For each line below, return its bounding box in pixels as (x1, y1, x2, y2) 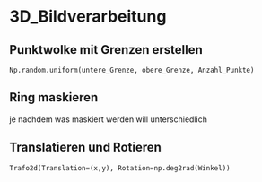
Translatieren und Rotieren (9, 140, 162, 155)
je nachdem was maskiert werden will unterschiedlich (9, 114, 208, 125)
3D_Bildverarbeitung (9, 6, 167, 27)
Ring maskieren (9, 90, 99, 105)
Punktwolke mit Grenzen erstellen (9, 42, 204, 57)
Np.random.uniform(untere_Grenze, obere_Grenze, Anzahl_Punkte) (9, 65, 255, 74)
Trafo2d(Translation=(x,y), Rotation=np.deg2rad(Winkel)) (9, 163, 231, 172)
